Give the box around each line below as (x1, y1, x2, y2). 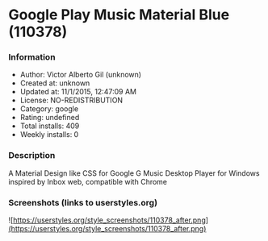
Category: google (19, 104, 79, 114)
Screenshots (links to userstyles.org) (8, 197, 158, 208)
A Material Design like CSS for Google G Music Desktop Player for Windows (8, 168, 260, 178)
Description (8, 150, 56, 161)
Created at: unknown (19, 78, 90, 88)
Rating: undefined (19, 113, 80, 123)
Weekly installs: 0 (19, 130, 79, 139)
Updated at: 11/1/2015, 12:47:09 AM (19, 87, 137, 97)
